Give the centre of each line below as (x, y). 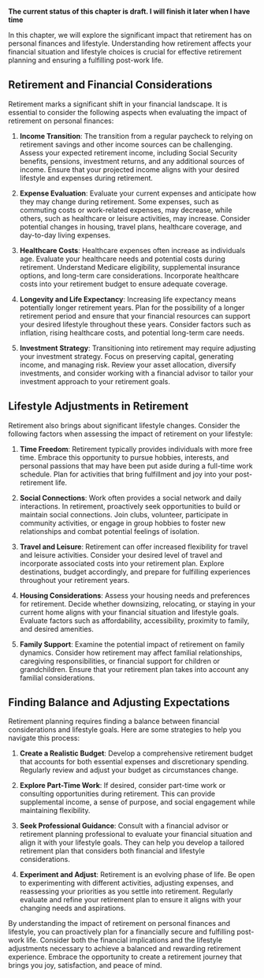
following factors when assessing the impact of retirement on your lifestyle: (131, 434)
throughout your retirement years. (74, 580)
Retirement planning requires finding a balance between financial (114, 722)
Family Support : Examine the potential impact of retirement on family (132, 644)
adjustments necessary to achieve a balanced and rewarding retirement (125, 949)
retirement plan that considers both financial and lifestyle (112, 851)
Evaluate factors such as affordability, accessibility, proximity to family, (134, 620)
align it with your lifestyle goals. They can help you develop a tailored (132, 842)
